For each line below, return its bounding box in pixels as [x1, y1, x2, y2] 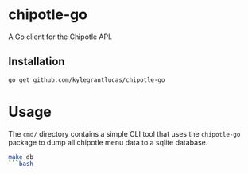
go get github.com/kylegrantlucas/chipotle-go [8, 75, 165, 84]
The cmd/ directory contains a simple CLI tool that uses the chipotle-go [8, 129, 241, 138]
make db [8, 153, 34, 160]
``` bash [8, 160, 34, 168]
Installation [8, 55, 65, 68]
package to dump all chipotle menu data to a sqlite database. [8, 137, 208, 147]
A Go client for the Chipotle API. [8, 32, 113, 41]
